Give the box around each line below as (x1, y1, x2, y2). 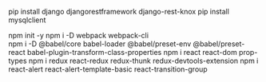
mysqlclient (8, 15, 46, 25)
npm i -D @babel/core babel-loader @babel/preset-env (8, 39, 192, 49)
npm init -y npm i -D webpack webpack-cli (8, 31, 149, 40)
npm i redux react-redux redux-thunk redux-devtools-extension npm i (28, 56, 259, 65)
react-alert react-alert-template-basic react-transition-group (8, 64, 208, 74)
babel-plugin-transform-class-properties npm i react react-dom (26, 48, 237, 57)
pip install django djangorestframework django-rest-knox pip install (8, 7, 230, 16)
